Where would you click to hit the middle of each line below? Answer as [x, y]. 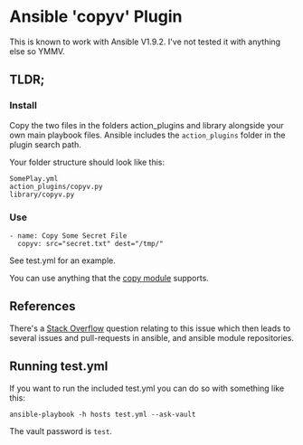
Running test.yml [59, 367]
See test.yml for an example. [62, 260]
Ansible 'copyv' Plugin [96, 17]
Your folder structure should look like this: [87, 162]
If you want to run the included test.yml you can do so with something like [147, 388]
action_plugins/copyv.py [56, 186]
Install [24, 106]
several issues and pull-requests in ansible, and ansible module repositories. [151, 337]
